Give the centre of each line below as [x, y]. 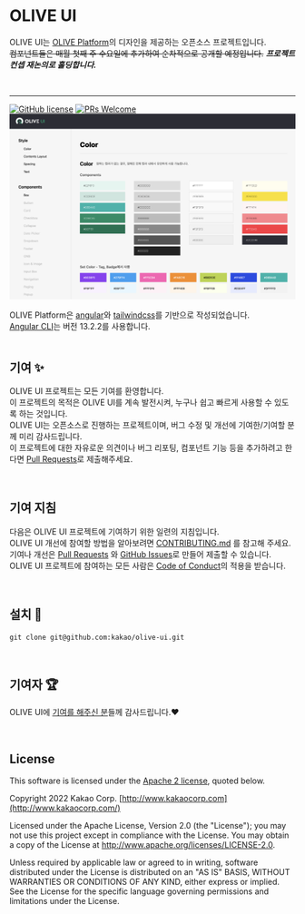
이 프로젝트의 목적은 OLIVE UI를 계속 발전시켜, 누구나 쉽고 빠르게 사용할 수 [141, 403]
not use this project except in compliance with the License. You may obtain [149, 835]
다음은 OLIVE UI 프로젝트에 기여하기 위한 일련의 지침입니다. [114, 531]
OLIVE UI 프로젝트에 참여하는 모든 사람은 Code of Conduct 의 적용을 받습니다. [148, 565]
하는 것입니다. [43, 414]
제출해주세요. [109, 459]
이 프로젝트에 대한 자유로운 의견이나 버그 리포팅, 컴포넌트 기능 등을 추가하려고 [146, 448]
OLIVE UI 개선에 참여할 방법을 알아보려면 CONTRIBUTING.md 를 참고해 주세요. [151, 543]
